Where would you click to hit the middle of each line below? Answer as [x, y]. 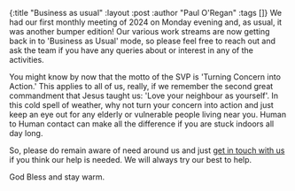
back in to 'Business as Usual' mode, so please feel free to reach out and [143, 41]
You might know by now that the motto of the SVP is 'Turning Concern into [145, 77]
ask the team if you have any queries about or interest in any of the [132, 50]
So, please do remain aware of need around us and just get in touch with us [147, 150]
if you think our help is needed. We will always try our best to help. [131, 160]
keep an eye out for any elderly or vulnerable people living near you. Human [147, 115]
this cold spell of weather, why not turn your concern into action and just [142, 105]
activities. [27, 60]
